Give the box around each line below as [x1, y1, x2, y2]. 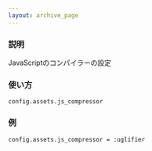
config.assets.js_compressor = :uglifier [8, 135, 146, 143]
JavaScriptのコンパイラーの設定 [8, 58, 112, 67]
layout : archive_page [8, 11, 79, 20]
